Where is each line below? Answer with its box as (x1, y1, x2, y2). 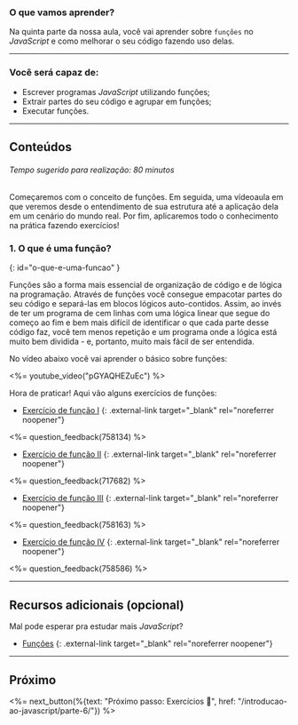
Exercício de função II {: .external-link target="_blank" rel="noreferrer (21, 449, 277, 459)
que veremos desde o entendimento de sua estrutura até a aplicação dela (9, 202, 279, 212)
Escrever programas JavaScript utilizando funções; (21, 86, 210, 97)
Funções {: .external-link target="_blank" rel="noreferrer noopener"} (21, 638, 273, 649)
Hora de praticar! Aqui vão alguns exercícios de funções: (9, 388, 217, 399)
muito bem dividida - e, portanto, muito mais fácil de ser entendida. (9, 336, 255, 347)
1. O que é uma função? (9, 243, 112, 255)
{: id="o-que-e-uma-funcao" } (9, 262, 121, 273)
